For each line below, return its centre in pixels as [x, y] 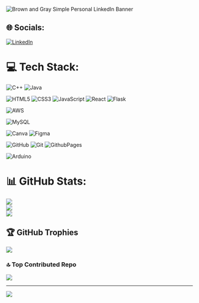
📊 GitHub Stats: [46, 181]
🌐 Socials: [25, 28]
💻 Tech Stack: [43, 67]
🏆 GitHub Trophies [42, 233]
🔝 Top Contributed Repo [41, 265]
